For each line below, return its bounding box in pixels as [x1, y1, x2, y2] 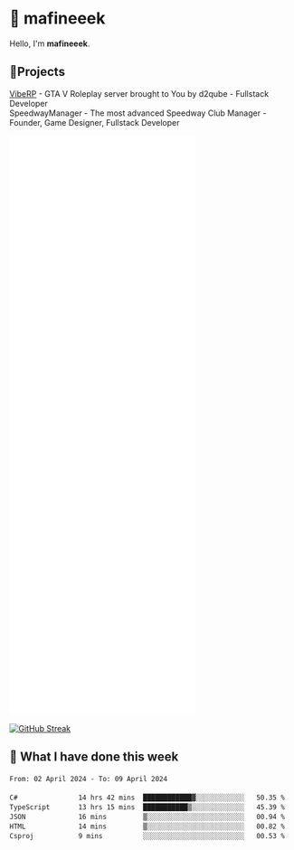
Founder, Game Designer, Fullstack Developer [9, 117, 180, 127]
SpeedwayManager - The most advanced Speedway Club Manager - [9, 108, 267, 118]
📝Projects [9, 64, 66, 80]
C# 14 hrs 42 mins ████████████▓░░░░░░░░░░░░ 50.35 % [9, 793, 285, 803]
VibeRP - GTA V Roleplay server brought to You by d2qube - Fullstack [9, 88, 270, 99]
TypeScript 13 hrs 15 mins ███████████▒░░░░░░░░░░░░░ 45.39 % [9, 803, 285, 812]
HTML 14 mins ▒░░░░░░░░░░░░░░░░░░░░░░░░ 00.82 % [9, 822, 285, 831]
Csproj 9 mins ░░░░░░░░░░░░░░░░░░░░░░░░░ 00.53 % [9, 831, 285, 840]
